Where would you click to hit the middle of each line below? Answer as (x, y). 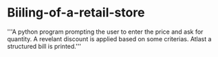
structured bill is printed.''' (44, 46)
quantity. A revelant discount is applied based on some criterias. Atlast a (109, 38)
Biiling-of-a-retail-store (76, 13)
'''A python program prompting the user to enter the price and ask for (105, 32)
